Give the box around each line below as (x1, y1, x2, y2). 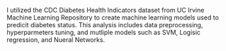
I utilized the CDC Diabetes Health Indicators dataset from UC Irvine (6, 6, 205, 14)
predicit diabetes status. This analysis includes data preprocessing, (6, 21, 203, 29)
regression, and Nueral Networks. (6, 36, 106, 44)
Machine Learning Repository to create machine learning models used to (6, 13, 219, 22)
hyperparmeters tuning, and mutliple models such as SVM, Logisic (6, 28, 201, 36)
